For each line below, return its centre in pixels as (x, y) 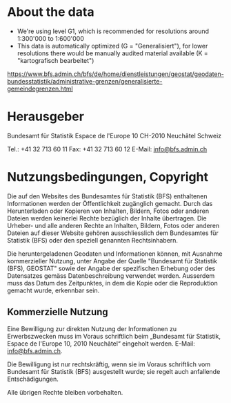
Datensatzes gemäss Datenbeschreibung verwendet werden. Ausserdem (111, 275)
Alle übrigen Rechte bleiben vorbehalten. (65, 392)
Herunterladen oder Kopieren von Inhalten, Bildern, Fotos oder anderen (108, 211)
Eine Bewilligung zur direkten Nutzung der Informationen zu (92, 328)
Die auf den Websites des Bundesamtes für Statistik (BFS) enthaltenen (108, 196)
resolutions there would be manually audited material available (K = (112, 53)
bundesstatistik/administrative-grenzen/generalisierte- (85, 81)
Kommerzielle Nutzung (58, 312)
